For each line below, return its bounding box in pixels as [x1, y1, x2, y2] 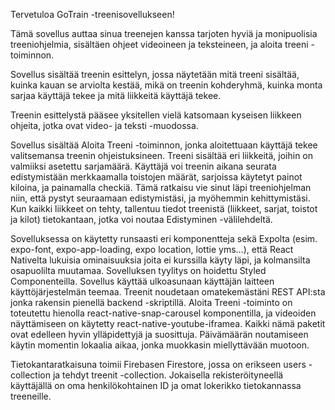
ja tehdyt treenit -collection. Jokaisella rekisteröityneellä [52, 369, 284, 381]
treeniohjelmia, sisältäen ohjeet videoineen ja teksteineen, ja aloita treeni [10, 39, 309, 50]
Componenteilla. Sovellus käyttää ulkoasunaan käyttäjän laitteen [10, 275, 275, 287]
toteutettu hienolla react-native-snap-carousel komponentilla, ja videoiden [10, 307, 317, 319]
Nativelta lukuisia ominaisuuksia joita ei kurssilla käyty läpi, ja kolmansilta [10, 254, 311, 266]
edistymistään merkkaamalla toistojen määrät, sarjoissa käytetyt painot [10, 171, 303, 183]
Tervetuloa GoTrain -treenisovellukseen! [10, 9, 175, 20]
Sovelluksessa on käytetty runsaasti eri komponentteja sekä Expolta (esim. [10, 233, 318, 244]
